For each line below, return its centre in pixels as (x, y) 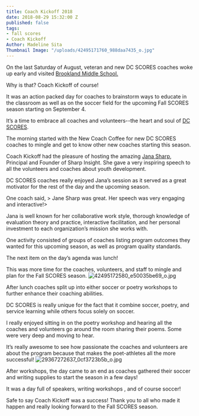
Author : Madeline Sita (34, 45)
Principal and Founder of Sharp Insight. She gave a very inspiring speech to (98, 162)
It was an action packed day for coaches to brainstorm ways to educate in (97, 96)
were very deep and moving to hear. (50, 335)
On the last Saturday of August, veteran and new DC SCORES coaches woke (99, 67)
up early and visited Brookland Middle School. (62, 73)
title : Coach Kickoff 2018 (39, 12)
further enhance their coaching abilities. (55, 293)
